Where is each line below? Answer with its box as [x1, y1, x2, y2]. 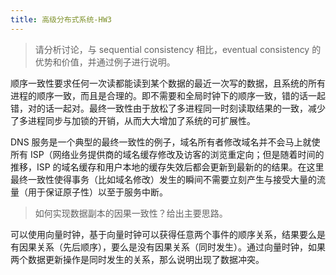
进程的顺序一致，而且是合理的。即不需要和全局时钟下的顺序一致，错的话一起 [10, 89, 326, 101]
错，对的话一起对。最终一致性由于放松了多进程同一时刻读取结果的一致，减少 [10, 102, 326, 114]
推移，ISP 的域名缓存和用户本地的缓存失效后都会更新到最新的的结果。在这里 [10, 161, 325, 173]
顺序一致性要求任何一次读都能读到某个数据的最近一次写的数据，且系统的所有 [10, 77, 326, 89]
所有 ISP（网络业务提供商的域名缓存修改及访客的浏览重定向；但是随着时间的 [10, 148, 325, 160]
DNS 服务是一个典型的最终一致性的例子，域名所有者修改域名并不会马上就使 [10, 136, 321, 148]
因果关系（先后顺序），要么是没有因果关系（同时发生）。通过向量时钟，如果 [18, 241, 326, 253]
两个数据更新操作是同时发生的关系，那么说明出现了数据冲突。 [10, 253, 265, 265]
